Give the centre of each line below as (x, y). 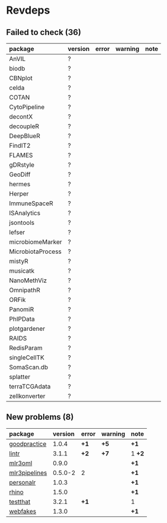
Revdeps (28, 10)
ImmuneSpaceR (31, 203)
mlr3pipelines (28, 473)
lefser (17, 232)
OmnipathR (25, 290)
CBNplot (21, 78)
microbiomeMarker (36, 242)
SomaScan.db (29, 367)
